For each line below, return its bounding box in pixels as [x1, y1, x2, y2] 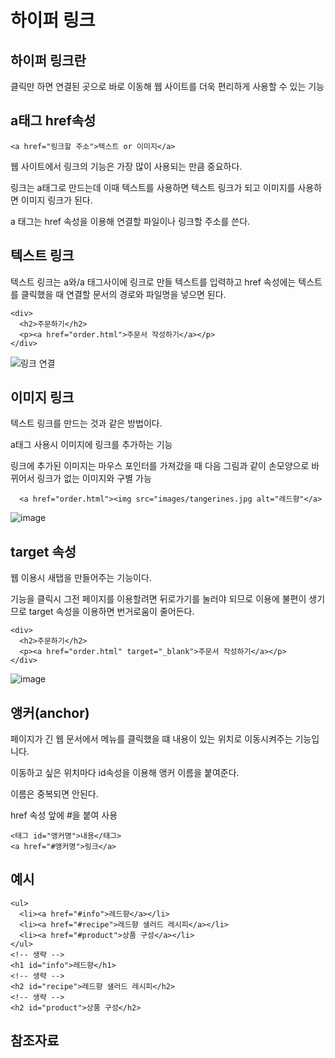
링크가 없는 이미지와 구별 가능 [36, 472, 152, 485]
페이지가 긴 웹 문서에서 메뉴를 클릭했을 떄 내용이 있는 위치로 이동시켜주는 [10, 733, 293, 745]
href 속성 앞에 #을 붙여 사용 [10, 809, 118, 821]
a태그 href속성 [10, 112, 97, 130]
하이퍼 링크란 [10, 52, 87, 69]
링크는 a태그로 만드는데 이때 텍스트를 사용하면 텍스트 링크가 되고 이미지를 [10, 181, 296, 193]
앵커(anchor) [10, 704, 90, 721]
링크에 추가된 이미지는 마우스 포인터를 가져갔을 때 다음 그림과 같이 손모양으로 [10, 460, 310, 472]
